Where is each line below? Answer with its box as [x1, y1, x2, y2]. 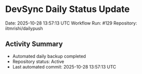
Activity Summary [5, 40, 63, 48]
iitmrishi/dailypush [5, 25, 43, 31]
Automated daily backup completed [12, 53, 86, 59]
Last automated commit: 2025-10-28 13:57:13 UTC [12, 63, 116, 69]
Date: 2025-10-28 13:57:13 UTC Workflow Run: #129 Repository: [5, 20, 137, 26]
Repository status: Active [12, 58, 64, 64]
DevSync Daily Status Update [5, 3, 130, 15]
